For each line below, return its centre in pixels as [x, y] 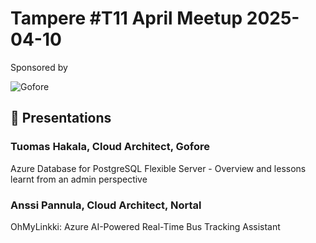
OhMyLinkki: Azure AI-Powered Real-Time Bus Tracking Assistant [145, 226]
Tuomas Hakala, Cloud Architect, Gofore [110, 147]
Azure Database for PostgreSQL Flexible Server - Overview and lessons [158, 168]
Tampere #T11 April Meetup [126, 18]
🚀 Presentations [61, 118]
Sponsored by [39, 67]
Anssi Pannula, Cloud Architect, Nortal [106, 205]
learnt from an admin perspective [79, 179]
